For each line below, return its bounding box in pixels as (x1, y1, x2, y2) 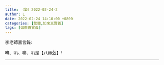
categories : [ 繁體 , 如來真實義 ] (5, 21, 63, 26)
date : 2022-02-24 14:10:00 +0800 (5, 16, 73, 21)
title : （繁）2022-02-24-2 (5, 7, 58, 12)
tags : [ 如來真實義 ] (5, 25, 41, 30)
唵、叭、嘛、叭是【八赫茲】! (5, 50, 62, 56)
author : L (5, 12, 25, 17)
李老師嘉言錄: (5, 40, 33, 45)
